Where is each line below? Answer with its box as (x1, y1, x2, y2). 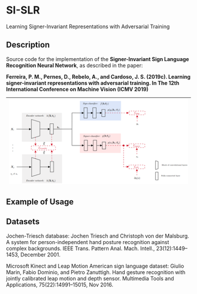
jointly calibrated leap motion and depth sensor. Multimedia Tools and (6, 275, 174, 282)
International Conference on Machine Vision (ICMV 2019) (6, 86, 149, 93)
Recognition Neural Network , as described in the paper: (6, 62, 143, 69)
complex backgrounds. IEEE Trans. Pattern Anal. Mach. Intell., (6, 245, 155, 252)
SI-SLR (6, 4, 40, 17)
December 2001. (20, 251, 60, 258)
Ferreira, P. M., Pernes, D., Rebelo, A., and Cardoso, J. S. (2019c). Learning (6, 73, 191, 80)
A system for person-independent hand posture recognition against (6, 238, 169, 245)
